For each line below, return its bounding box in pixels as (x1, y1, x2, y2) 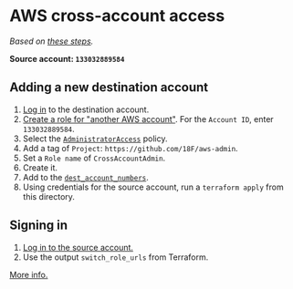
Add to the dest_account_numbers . (22, 171, 149, 182)
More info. (9, 269, 48, 280)
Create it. (22, 161, 58, 173)
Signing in (9, 218, 68, 233)
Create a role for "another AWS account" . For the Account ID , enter (22, 113, 274, 124)
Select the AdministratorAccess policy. (22, 133, 168, 144)
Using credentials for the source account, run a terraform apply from (22, 181, 285, 192)
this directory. (22, 191, 76, 201)
